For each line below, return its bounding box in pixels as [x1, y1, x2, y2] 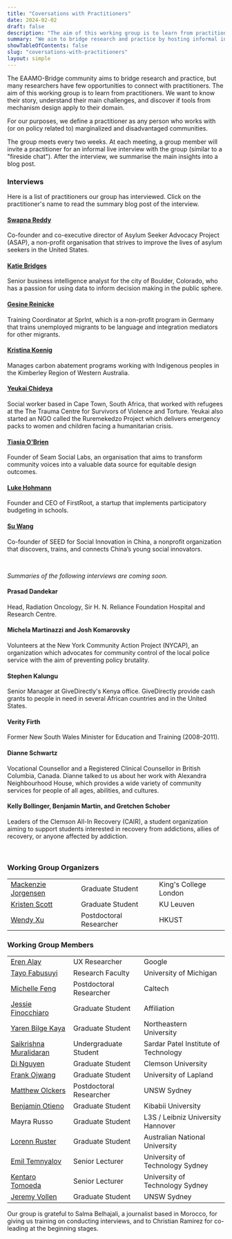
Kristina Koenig [7, 346, 53, 354]
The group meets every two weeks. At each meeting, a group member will [7, 138, 217, 146]
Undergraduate [72, 1039, 123, 1049]
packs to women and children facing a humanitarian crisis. [7, 422, 173, 431]
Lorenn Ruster [10, 1137, 57, 1146]
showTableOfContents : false [7, 42, 88, 49]
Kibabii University [144, 1101, 202, 1111]
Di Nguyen [10, 1059, 45, 1068]
